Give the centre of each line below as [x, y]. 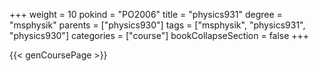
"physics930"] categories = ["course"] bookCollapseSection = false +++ [159, 35]
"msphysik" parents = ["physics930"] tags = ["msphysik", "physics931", [157, 25]
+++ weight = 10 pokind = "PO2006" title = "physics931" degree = [146, 14]
